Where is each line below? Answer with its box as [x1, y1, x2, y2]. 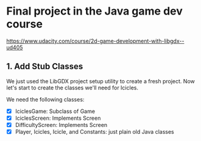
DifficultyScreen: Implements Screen [15, 121, 108, 128]
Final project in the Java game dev [6, 4, 183, 18]
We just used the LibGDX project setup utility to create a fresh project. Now [6, 77, 195, 84]
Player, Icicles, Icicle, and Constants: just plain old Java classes [15, 128, 175, 135]
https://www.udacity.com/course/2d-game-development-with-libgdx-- [6, 37, 185, 44]
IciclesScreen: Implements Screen [15, 114, 101, 122]
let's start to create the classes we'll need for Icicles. [6, 84, 139, 91]
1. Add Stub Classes [6, 61, 83, 72]
